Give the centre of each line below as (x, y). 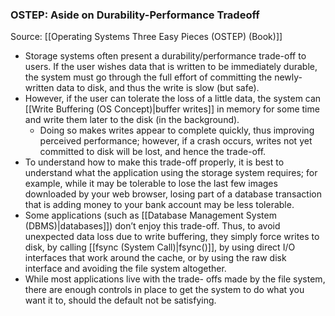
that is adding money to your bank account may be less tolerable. (159, 205)
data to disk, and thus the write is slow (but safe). (158, 88)
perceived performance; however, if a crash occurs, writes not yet (176, 141)
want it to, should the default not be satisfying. (120, 300)
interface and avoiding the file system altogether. (125, 269)
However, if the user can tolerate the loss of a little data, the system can (173, 99)
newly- (288, 77)
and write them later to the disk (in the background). (132, 120)
